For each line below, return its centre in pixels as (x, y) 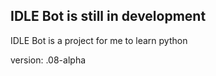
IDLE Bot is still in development (108, 16)
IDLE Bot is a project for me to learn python (99, 40)
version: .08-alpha (48, 60)
